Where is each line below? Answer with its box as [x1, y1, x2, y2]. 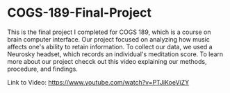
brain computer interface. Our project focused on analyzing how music [7, 35, 211, 43]
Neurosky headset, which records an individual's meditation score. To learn [7, 50, 224, 58]
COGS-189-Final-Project [7, 5, 151, 21]
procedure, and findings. [7, 65, 78, 73]
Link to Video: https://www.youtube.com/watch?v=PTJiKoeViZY [7, 78, 190, 86]
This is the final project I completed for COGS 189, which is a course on [7, 28, 211, 36]
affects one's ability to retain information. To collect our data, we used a [7, 42, 213, 51]
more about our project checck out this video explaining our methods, [7, 57, 207, 65]
